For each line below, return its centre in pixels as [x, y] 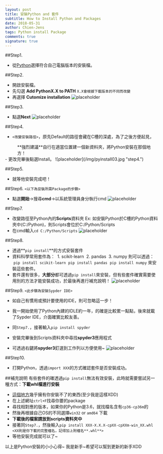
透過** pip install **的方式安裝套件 [48, 250]
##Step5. [14, 169]
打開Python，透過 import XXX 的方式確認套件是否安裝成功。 [71, 367]
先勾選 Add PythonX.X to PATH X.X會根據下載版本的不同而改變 [71, 91]
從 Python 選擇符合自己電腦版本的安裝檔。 [53, 65]
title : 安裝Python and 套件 [32, 14]
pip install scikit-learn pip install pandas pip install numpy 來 [83, 262]
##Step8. [14, 240]
